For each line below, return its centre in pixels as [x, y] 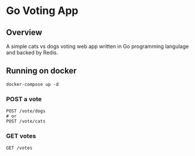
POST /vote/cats [26, 122]
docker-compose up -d [32, 84]
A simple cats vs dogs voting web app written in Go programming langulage [97, 46]
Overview [24, 32]
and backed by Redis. [32, 53]
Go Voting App [42, 11]
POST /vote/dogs [26, 111]
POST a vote [24, 99]
